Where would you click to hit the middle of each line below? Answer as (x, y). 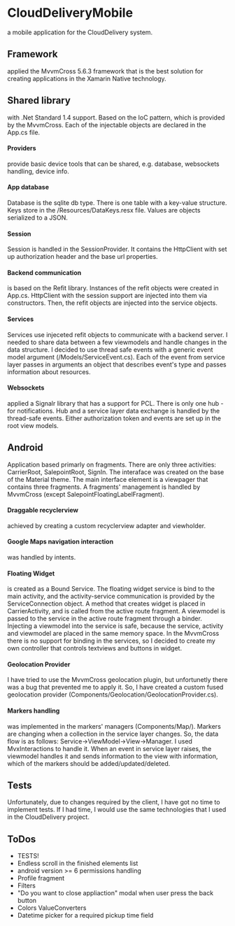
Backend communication (44, 272)
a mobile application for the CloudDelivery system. (80, 32)
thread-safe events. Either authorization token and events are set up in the (114, 418)
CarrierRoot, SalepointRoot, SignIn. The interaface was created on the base (116, 472)
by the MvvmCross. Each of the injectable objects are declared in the (107, 124)
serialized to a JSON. (38, 218)
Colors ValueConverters (52, 908)
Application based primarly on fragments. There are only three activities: (112, 464)
